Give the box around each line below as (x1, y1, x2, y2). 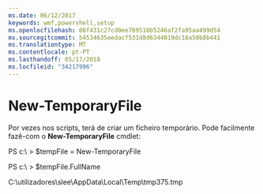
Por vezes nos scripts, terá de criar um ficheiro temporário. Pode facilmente (8, 123, 255, 132)
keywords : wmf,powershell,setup (8, 19, 115, 27)
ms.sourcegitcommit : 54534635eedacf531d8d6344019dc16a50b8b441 (8, 33, 221, 42)
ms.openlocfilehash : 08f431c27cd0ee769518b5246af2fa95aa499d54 (8, 26, 221, 34)
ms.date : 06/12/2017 (8, 11, 77, 20)
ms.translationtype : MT (8, 41, 87, 49)
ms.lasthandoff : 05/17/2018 (8, 56, 101, 64)
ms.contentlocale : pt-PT (8, 48, 90, 56)
